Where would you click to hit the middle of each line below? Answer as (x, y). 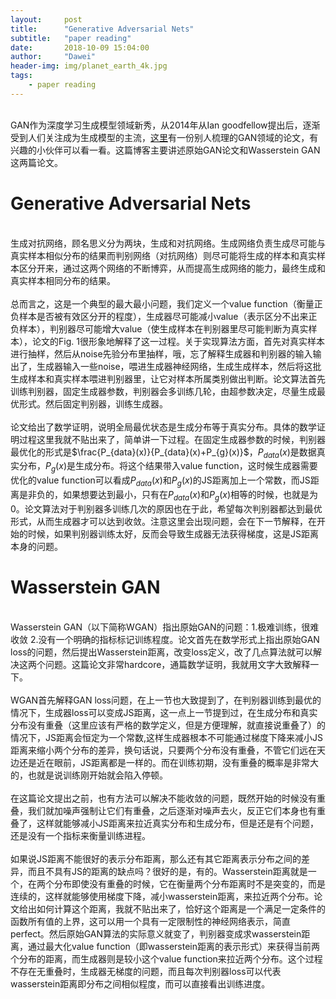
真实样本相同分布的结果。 (63, 280)
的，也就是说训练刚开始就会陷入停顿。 (89, 775)
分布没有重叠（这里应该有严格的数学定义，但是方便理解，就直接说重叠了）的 (168, 725)
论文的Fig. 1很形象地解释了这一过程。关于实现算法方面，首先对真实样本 (178, 341)
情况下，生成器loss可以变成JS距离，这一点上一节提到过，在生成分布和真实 (164, 712)
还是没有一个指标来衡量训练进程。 (80, 835)
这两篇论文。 (36, 162)
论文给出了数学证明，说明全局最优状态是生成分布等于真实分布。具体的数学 (163, 427)
